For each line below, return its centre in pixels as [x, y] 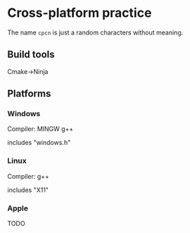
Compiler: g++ [28, 176]
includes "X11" [28, 190]
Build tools [31, 55]
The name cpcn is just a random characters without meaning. [95, 32]
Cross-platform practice [80, 13]
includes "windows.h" [39, 143]
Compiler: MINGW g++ [40, 129]
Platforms [29, 94]
